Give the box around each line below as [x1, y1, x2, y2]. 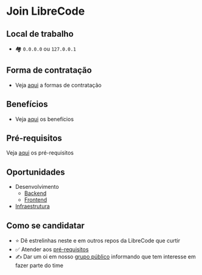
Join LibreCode [6, 4, 85, 18]
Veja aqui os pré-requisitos [6, 149, 74, 156]
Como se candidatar [6, 220, 85, 230]
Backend [24, 189, 47, 197]
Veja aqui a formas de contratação [15, 81, 102, 89]
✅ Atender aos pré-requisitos [15, 246, 89, 253]
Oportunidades [6, 167, 65, 177]
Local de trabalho [6, 29, 74, 39]
